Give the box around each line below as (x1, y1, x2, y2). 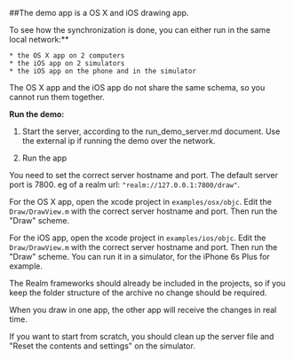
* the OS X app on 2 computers (9, 51, 125, 60)
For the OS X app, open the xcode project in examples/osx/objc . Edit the (9, 197, 273, 207)
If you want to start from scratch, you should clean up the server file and (9, 332, 274, 341)
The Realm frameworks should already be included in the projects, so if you (9, 278, 286, 288)
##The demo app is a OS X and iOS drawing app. (9, 8, 189, 18)
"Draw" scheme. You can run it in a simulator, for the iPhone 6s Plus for (9, 252, 271, 262)
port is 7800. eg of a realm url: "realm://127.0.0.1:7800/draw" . (9, 179, 240, 190)
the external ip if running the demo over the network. (21, 136, 216, 145)
